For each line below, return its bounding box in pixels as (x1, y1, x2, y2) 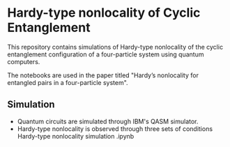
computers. (7, 57, 40, 65)
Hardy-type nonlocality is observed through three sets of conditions (17, 124, 213, 133)
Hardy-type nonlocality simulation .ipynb (17, 132, 135, 140)
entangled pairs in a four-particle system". (7, 78, 128, 86)
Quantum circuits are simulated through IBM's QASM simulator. (17, 117, 199, 125)
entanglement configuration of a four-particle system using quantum (7, 50, 204, 59)
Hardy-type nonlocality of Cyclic (7, 5, 201, 21)
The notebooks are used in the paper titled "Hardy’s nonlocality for (7, 71, 199, 79)
